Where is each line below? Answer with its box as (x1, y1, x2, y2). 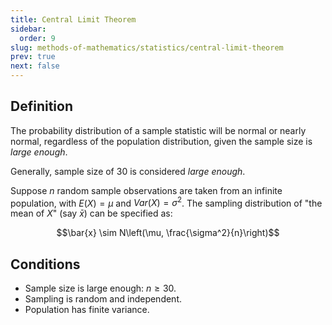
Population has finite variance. (24, 304, 150, 316)
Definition (10, 98, 73, 115)
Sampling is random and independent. (24, 293, 183, 305)
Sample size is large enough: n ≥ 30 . (24, 282, 177, 295)
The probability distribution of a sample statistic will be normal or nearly (10, 124, 307, 136)
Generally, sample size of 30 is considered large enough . (10, 165, 246, 177)
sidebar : (10, 24, 47, 34)
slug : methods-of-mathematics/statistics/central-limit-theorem (10, 42, 284, 53)
